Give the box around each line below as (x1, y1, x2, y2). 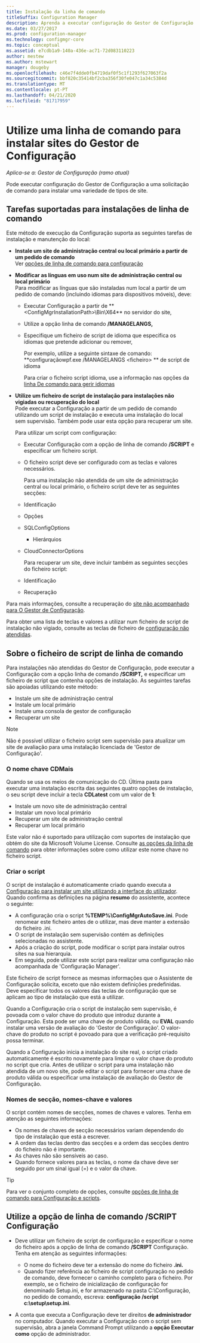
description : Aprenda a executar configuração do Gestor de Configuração (6, 20, 194, 26)
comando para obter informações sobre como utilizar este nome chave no (6, 846, 189, 853)
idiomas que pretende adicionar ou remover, (23, 338, 133, 345)
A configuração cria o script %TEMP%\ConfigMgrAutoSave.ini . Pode (14, 911, 188, 919)
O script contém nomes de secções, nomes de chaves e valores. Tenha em (6, 1109, 192, 1116)
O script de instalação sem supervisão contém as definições (14, 930, 164, 938)
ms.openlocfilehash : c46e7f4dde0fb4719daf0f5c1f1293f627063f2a (6, 70, 167, 76)
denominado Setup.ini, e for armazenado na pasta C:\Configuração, (23, 1287, 191, 1294)
